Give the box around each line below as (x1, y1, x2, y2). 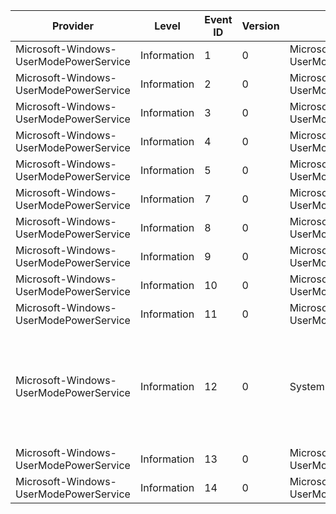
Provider (51, 19, 94, 33)
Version (241, 19, 280, 33)
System (289, 380, 325, 393)
